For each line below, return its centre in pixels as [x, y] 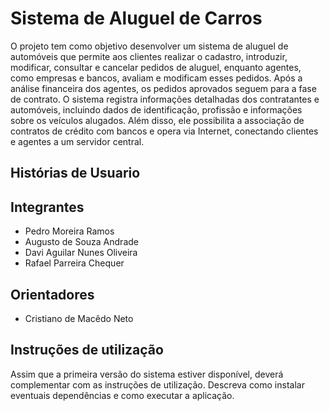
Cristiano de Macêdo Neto [79, 318]
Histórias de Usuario [75, 173]
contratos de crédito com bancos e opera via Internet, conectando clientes [164, 131]
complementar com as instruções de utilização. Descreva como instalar [157, 384]
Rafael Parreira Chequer [74, 263]
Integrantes [47, 207]
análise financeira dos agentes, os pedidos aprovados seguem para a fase [163, 88]
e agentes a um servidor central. [77, 141]
